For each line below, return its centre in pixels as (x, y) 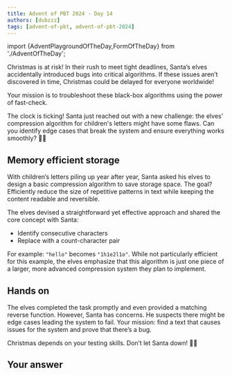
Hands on (28, 291)
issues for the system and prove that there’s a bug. (80, 330)
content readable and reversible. (54, 199)
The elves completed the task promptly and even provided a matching (107, 307)
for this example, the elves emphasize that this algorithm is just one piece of (116, 262)
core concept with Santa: (43, 220)
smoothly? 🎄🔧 (27, 138)
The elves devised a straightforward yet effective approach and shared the (114, 212)
